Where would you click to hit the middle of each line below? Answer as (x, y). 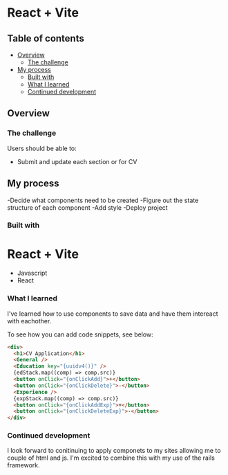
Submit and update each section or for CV (77, 161)
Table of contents (46, 38)
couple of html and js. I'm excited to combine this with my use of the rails (111, 458)
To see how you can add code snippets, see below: (80, 334)
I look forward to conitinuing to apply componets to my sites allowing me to (114, 451)
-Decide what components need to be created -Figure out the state (103, 200)
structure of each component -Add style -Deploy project (87, 207)
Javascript (32, 273)
